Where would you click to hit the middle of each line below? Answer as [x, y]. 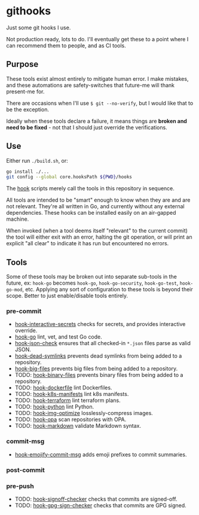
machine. [18, 219]
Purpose [22, 64]
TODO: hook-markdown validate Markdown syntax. [78, 426]
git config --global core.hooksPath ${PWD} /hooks [69, 177]
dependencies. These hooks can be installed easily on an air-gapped [91, 213]
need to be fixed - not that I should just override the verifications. [87, 127]
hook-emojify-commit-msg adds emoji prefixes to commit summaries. [101, 454]
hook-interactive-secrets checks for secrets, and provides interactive [100, 324]
